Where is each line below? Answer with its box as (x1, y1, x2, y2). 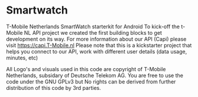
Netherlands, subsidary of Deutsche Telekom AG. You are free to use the (6, 72, 183, 79)
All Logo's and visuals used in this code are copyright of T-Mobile (6, 65, 166, 72)
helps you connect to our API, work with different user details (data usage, (6, 48, 187, 55)
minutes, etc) (6, 54, 38, 61)
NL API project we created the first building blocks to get (24, 29, 163, 36)
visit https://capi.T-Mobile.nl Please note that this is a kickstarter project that (6, 42, 192, 49)
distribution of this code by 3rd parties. (6, 84, 102, 91)
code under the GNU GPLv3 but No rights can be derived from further (6, 78, 176, 85)
